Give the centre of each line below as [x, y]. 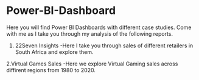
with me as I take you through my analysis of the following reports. [90, 33]
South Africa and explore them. [54, 52]
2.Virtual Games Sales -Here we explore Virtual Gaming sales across [92, 64]
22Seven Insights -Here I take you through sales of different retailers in [104, 45]
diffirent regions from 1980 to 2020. [51, 70]
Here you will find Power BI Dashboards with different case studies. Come [99, 27]
